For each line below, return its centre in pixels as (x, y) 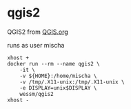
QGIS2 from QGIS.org (38, 32)
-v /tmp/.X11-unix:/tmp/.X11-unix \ (72, 82)
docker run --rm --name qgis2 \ (53, 63)
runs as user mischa (36, 45)
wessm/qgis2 (37, 94)
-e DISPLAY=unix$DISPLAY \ (58, 88)
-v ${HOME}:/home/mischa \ (58, 76)
